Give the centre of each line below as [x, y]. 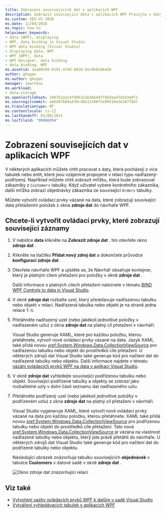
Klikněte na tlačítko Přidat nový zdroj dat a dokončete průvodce [78, 255]
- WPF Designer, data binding [36, 60]
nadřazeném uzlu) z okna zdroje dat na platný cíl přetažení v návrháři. [84, 325]
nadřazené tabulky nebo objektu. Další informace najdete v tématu [80, 361]
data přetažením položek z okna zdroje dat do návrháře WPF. [68, 205]
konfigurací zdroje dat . [37, 260]
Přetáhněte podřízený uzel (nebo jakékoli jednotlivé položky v [75, 396]
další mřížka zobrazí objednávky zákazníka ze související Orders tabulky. [79, 190]
